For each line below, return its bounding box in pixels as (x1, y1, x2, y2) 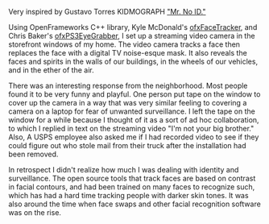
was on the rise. (8, 208, 62, 217)
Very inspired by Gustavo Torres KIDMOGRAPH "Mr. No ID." (8, 7, 207, 16)
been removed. (8, 149, 59, 159)
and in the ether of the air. (8, 65, 94, 75)
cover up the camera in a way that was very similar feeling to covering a (8, 98, 247, 107)
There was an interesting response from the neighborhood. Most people (8, 81, 248, 90)
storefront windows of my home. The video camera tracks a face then (8, 39, 240, 49)
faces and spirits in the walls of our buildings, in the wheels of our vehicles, (8, 56, 259, 66)
